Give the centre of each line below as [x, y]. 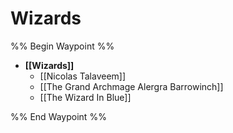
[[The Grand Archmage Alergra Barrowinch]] [131, 86]
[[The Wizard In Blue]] [85, 97]
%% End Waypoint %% [58, 116]
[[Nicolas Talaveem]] [83, 76]
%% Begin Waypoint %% [62, 46]
